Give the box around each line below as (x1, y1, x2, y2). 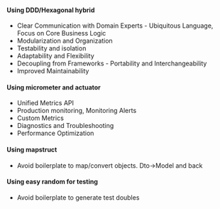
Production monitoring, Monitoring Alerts (16, 107, 137, 115)
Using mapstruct (6, 146, 57, 154)
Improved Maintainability (16, 67, 89, 75)
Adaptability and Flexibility (16, 52, 95, 60)
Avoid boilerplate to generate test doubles (16, 193, 140, 202)
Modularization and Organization (16, 36, 113, 45)
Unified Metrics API (16, 99, 74, 107)
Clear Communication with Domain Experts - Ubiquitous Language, (16, 21, 214, 30)
